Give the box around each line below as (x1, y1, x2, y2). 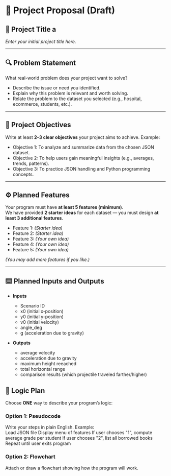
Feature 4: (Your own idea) (12, 241, 69, 247)
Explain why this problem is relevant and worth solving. (12, 90, 129, 96)
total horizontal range (20, 366, 65, 372)
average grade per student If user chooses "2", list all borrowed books (5, 435, 153, 441)
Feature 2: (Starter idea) (12, 230, 64, 236)
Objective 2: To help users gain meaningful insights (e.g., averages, (12, 155, 154, 161)
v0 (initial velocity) (20, 319, 60, 325)
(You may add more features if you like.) (5, 256, 90, 263)
